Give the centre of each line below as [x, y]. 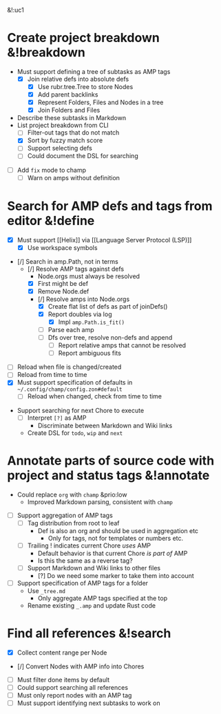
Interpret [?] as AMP [57, 418]
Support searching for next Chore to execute [81, 410]
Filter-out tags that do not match [73, 133]
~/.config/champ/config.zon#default [70, 389]
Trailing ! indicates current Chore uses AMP [89, 546]
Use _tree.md [46, 590]
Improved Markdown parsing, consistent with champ [100, 502]
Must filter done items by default [63, 679]
